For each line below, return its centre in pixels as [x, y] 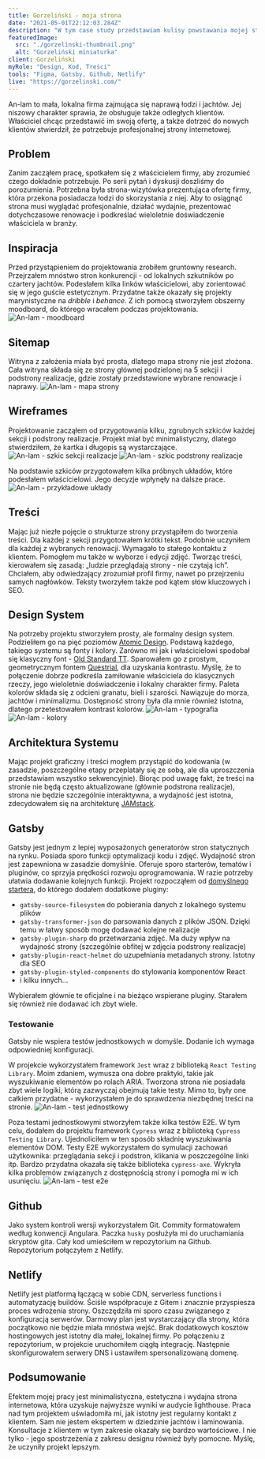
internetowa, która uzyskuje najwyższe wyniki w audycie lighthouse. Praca [129, 1405]
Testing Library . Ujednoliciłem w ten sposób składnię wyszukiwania [120, 1139]
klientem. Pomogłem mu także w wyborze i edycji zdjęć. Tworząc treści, [125, 557]
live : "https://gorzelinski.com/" [65, 81]
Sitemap [29, 342]
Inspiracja [33, 248]
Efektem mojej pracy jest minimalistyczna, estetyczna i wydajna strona [123, 1396]
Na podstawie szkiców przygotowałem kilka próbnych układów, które [120, 471]
